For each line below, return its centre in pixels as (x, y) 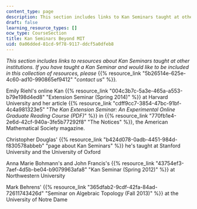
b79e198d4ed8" (26, 97)
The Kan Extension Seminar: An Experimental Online (112, 109)
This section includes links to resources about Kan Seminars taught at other (98, 61)
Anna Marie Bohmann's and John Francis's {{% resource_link (80, 163)
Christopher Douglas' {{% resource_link (54, 139)
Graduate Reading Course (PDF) (45, 115)
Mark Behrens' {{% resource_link (46, 187)
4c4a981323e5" (26, 109)
